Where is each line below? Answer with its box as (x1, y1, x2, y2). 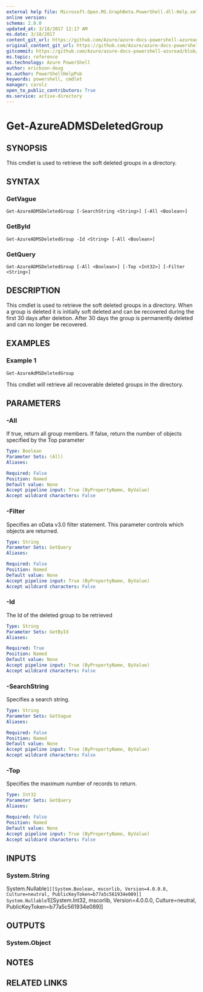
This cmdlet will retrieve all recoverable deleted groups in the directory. (6, 381, 184, 388)
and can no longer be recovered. (6, 321, 88, 328)
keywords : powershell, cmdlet (6, 76, 83, 82)
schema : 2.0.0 (6, 20, 42, 26)
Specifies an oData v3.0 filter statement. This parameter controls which (6, 521, 184, 528)
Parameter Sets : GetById (6, 629, 69, 635)
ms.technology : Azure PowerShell (6, 59, 91, 65)
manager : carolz (6, 82, 47, 88)
